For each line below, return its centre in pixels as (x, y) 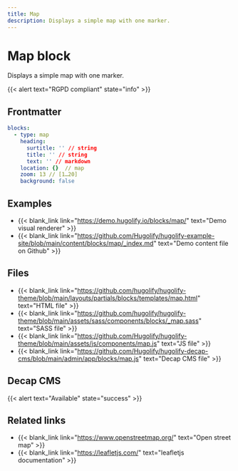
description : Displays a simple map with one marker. (89, 21)
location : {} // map (52, 168)
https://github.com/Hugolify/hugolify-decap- (143, 351)
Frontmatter (35, 112)
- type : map (32, 135)
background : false (47, 181)
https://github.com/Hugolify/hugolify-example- (146, 235)
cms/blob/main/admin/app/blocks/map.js (78, 358)
